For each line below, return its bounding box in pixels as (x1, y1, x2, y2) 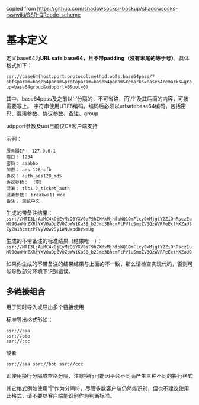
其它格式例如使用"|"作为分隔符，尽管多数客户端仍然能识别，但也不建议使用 (6, 384, 190, 392)
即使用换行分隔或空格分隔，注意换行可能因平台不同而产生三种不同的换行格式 (6, 372, 193, 379)
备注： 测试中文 (6, 198, 40, 204)
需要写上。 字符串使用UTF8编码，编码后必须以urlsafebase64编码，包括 (6, 102, 181, 109)
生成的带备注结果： (6, 209, 53, 216)
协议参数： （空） (6, 179, 44, 185)
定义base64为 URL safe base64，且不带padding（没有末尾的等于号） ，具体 (6, 54, 190, 61)
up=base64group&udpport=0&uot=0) (6, 84, 89, 90)
